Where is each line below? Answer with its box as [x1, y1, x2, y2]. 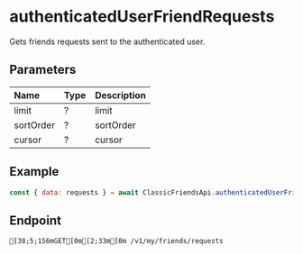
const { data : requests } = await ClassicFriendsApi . [9, 187, 216, 197]
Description [94, 88, 147, 101]
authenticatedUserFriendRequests [9, 6, 275, 27]
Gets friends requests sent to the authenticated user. [9, 36, 206, 47]
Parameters [9, 62, 77, 77]
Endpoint [9, 213, 61, 228]
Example [9, 164, 60, 179]
